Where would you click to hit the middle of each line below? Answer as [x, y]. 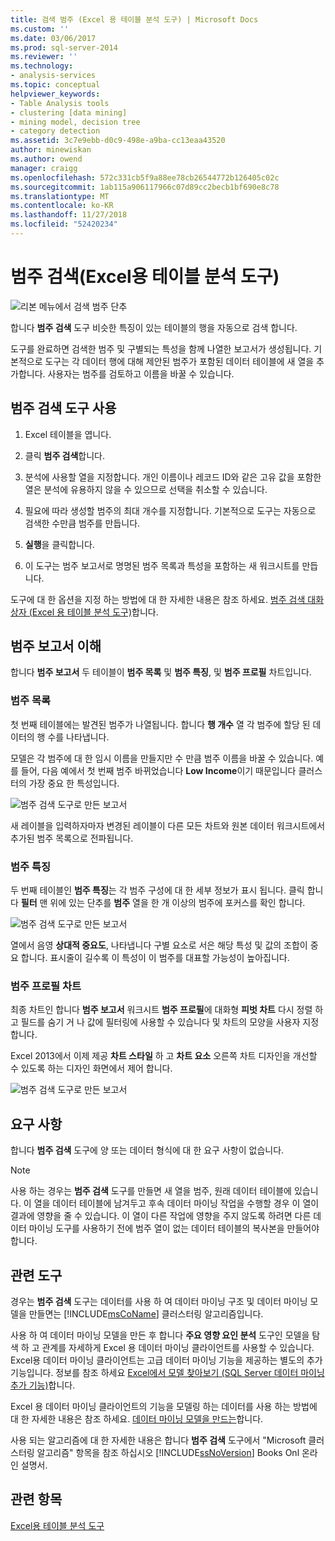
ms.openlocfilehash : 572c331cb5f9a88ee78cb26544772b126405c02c [145, 177]
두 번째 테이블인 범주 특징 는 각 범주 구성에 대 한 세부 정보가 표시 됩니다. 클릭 [157, 890]
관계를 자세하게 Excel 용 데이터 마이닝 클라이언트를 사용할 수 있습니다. [178, 1347]
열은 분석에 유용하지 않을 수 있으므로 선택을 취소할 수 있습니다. [146, 489]
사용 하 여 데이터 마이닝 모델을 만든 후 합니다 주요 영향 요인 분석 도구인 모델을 [160, 1335]
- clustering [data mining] [69, 112]
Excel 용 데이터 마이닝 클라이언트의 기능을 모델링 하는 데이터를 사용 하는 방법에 [164, 1406]
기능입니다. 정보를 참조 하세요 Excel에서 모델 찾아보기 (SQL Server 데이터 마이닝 [167, 1372]
